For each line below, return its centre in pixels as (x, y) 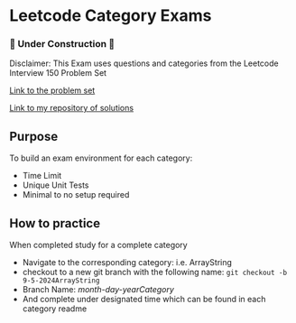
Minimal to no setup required (76, 195)
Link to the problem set (52, 90)
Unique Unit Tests (55, 185)
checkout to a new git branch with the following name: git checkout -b (154, 272)
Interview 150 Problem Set (58, 73)
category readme (55, 309)
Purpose (34, 136)
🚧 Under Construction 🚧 (62, 44)
